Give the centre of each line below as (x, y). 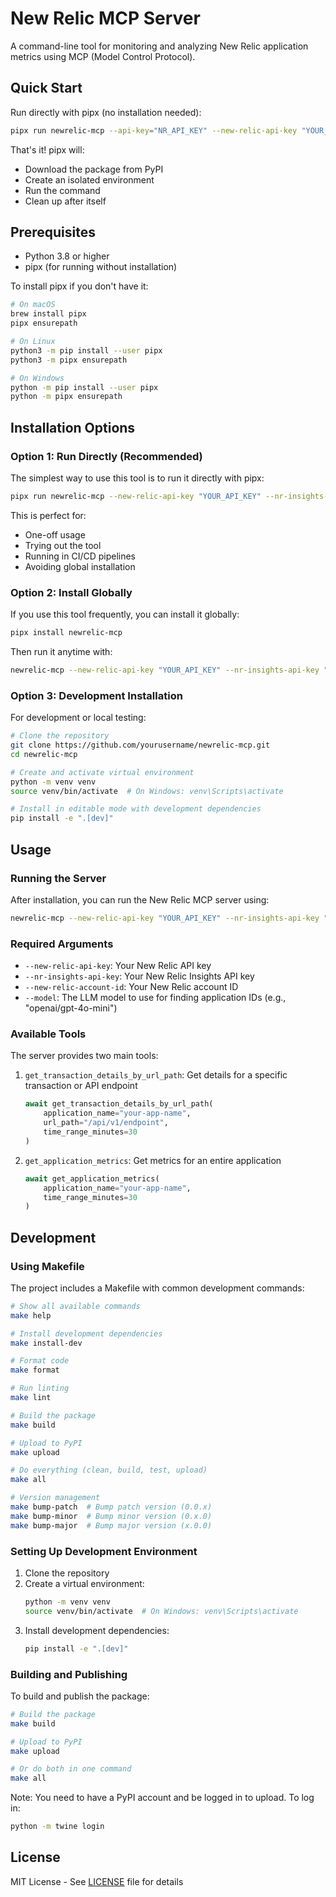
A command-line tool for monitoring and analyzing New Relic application (159, 46)
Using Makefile (47, 1266)
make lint (31, 1398)
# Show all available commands (75, 1306)
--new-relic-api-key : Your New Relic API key (118, 966)
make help (31, 1315)
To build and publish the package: (80, 1696)
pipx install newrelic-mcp (66, 633)
